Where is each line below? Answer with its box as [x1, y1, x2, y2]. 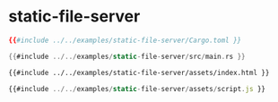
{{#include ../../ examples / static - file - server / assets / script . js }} [8, 84, 266, 93]
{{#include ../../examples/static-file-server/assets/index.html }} [8, 68, 270, 77]
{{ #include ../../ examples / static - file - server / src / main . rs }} [8, 52, 246, 61]
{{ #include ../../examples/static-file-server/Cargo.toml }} [8, 36, 242, 45]
